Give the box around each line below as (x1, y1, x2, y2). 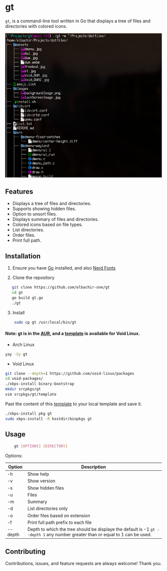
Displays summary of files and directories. (12, 216, 99, 222)
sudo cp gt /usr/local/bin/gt (14, 320, 77, 325)
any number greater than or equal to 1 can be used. (46, 532, 152, 538)
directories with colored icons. (5, 23, 68, 29)
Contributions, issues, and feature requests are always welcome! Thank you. (5, 561, 162, 567)
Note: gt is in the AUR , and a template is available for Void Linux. (5, 331, 140, 337)
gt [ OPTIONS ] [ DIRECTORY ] (14, 444, 68, 449)
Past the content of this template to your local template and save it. (5, 401, 143, 407)
